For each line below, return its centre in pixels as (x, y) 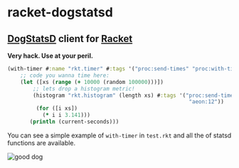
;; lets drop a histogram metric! (84, 89)
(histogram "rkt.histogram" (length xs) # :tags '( (110, 95)
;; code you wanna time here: (65, 75)
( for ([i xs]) (57, 109)
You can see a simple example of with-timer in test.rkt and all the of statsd (119, 135)
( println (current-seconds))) (74, 122)
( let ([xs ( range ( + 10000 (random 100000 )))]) (92, 82)
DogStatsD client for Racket (70, 39)
